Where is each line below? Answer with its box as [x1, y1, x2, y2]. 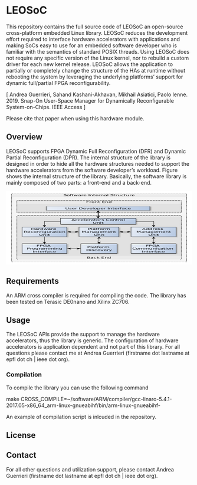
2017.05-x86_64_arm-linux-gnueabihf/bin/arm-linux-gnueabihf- [6, 402, 161, 409]
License [6, 430, 36, 440]
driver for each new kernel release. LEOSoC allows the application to [6, 60, 173, 68]
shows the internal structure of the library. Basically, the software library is [6, 172, 187, 180]
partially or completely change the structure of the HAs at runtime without [6, 67, 186, 74]
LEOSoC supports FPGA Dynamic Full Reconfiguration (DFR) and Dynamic [6, 148, 186, 155]
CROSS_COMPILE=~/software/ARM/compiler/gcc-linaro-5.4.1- [20, 395, 172, 402]
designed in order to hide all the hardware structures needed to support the [6, 160, 190, 167]
